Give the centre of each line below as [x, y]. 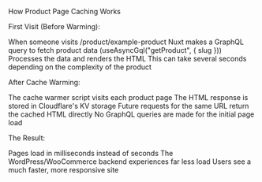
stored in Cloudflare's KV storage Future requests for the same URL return [129, 106]
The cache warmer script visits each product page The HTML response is [128, 97]
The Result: [27, 138]
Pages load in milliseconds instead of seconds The [91, 153]
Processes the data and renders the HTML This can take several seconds [127, 59]
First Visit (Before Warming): [54, 26]
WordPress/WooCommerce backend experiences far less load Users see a [129, 162]
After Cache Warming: [44, 82]
